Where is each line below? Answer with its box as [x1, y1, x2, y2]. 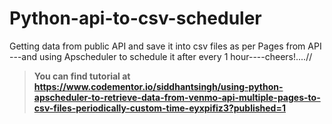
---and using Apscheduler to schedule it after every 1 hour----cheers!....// [9, 50, 313, 62]
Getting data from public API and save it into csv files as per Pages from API [9, 40, 322, 52]
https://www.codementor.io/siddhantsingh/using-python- [33, 80, 284, 92]
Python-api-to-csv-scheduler [9, 7, 262, 30]
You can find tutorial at [33, 70, 131, 82]
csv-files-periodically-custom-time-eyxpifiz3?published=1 [33, 102, 286, 114]
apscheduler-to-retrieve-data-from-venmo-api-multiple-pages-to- [33, 91, 321, 103]
